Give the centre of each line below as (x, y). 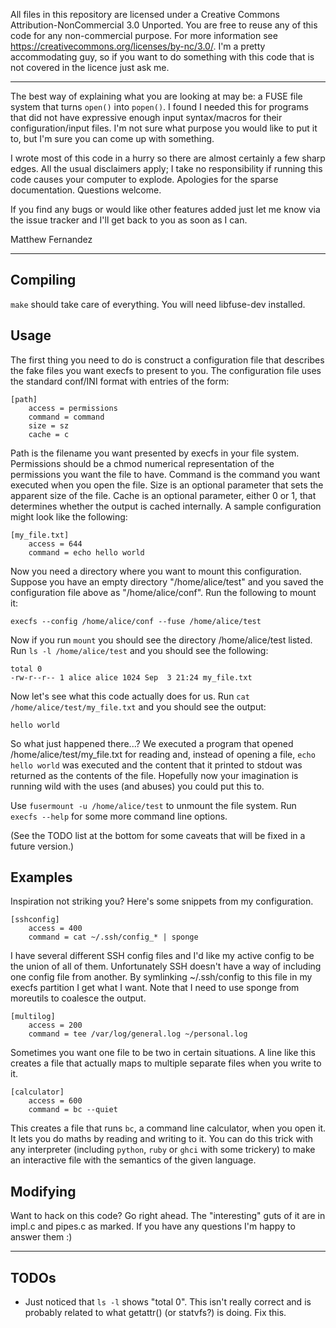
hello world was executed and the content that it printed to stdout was (156, 765)
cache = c (49, 434)
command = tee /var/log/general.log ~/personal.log (138, 1034)
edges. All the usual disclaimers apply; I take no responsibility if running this (166, 168)
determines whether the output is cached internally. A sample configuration (166, 506)
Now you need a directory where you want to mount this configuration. (156, 571)
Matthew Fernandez (51, 239)
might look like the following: (69, 516)
